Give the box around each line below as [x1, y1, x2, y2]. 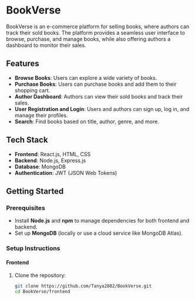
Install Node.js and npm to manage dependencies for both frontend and [14, 217, 190, 224]
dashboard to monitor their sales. [6, 42, 86, 49]
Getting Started [6, 186, 64, 196]
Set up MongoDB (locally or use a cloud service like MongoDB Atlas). [14, 230, 183, 237]
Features [6, 59, 39, 69]
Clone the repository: [14, 272, 66, 279]
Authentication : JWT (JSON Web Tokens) [14, 169, 117, 176]
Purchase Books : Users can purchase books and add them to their [14, 80, 177, 87]
